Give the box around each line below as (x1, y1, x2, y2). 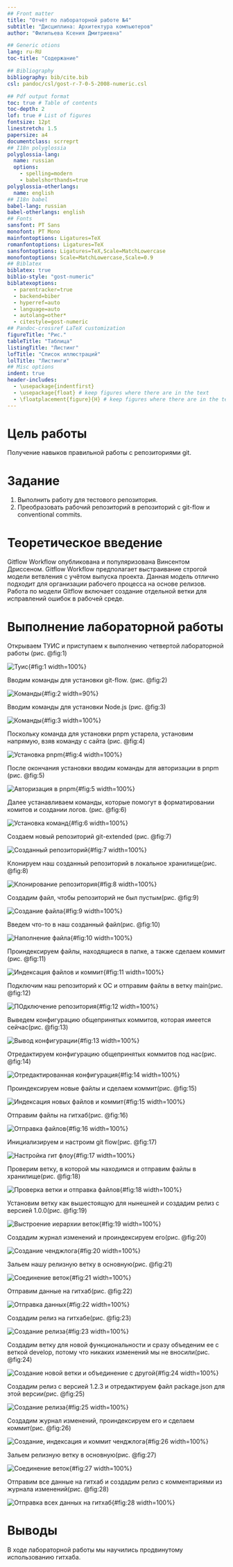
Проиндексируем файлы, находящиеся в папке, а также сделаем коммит (7, 947, 225, 955)
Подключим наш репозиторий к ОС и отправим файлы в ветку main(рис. (7, 982, 223, 990)
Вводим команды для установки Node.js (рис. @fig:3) (7, 703, 166, 711)
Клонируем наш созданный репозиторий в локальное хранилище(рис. (7, 859, 217, 867)
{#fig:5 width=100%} (75, 785, 135, 793)
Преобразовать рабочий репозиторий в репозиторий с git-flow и (17, 503, 210, 512)
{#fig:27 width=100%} (69, 1464, 133, 1473)
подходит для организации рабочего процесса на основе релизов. (7, 580, 207, 588)
